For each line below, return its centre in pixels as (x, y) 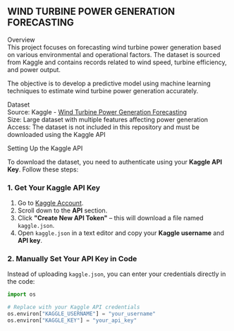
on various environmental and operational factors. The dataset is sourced (114, 54)
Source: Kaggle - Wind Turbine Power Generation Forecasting (97, 112)
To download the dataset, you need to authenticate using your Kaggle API (115, 162)
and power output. (34, 69)
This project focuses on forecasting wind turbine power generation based (114, 47)
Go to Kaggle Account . (50, 203)
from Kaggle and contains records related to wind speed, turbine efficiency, (117, 62)
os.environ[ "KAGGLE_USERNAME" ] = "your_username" (82, 314)
